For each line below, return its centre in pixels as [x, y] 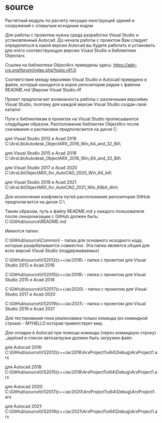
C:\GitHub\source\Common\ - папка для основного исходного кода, [74, 240]
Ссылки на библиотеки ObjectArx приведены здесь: [59, 65]
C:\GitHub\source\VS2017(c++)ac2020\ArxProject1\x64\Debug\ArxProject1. [81, 392]
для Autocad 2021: [24, 406]
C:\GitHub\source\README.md [36, 221]
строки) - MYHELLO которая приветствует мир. [54, 323]
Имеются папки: [22, 231]
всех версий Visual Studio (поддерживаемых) [52, 251]
